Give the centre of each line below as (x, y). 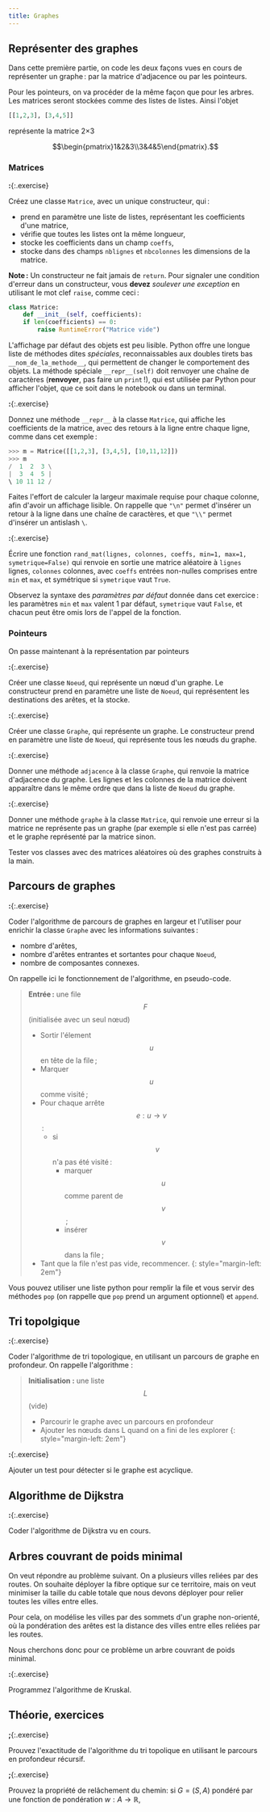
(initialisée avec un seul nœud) (79, 1019)
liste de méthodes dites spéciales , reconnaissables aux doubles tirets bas (131, 354)
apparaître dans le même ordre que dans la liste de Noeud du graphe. (122, 788)
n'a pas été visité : (82, 1161)
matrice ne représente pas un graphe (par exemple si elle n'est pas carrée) (133, 828)
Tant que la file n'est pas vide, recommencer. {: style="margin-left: (151, 1263)
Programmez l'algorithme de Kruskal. (70, 1690)
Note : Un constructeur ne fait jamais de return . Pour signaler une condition (134, 275)
